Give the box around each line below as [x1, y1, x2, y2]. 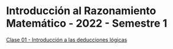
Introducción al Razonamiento [6, 4, 156, 18]
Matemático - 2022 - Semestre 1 [6, 17, 168, 30]
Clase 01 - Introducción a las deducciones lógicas [6, 36, 128, 43]
